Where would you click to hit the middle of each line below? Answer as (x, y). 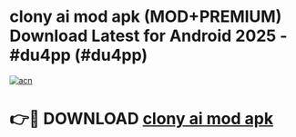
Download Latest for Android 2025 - (148, 36)
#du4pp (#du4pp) (79, 55)
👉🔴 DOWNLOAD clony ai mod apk (142, 119)
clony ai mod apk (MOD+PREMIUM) (146, 17)
